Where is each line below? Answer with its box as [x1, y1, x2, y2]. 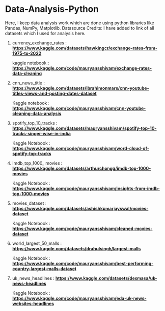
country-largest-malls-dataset [12, 266, 77, 272]
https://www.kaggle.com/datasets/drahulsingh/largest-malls [12, 245, 141, 251]
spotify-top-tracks [12, 151, 52, 156]
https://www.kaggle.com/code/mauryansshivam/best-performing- [12, 260, 154, 266]
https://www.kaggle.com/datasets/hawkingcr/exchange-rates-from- [12, 45, 158, 51]
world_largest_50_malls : [12, 240, 62, 246]
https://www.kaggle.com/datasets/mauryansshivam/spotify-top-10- [12, 125, 157, 131]
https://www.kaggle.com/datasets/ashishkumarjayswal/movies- [12, 205, 149, 211]
